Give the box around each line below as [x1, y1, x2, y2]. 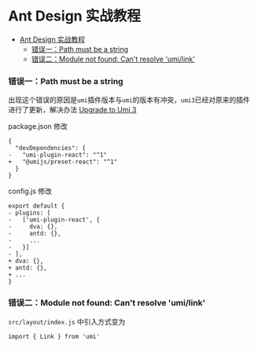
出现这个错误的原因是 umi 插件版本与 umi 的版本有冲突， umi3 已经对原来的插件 [8, 95, 250, 104]
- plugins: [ [8, 209, 51, 217]
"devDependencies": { [15, 145, 87, 152]
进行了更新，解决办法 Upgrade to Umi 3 [8, 105, 137, 115]
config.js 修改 [8, 186, 53, 196]
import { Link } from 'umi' [8, 332, 101, 340]
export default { [8, 202, 65, 211]
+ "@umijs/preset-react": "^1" [8, 158, 118, 166]
